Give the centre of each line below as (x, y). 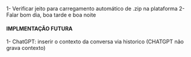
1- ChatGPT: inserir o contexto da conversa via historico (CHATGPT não (95, 42)
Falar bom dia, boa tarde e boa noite (51, 15)
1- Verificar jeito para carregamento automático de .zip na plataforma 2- (95, 9)
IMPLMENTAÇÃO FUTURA (39, 28)
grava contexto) (26, 48)
